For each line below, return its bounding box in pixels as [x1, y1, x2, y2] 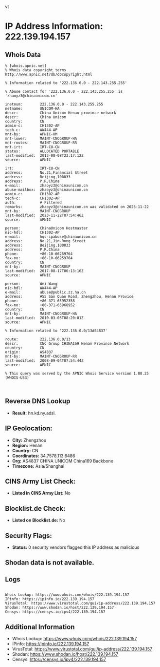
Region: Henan [12, 442, 43, 448]
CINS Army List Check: [5, 478, 76, 486]
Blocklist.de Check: [5, 504, 66, 513]
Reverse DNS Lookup [5, 397, 71, 405]
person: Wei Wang [5, 281, 57, 286]
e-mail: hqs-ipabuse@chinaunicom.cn [5, 234, 97, 239]
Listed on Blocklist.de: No [12, 517, 66, 523]
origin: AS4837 [5, 350, 53, 354]
